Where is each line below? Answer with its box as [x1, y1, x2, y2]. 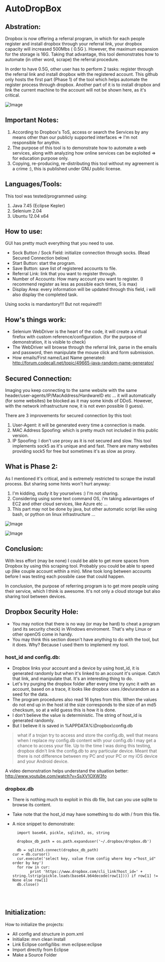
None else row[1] [12, 878, 48, 883]
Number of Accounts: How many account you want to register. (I [12, 276, 143, 282]
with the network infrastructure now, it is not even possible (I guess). [5, 403, 144, 409]
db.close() [17, 882, 39, 887]
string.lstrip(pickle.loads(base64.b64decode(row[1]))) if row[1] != [12, 873, 159, 879]
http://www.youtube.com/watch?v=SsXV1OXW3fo [5, 773, 107, 779]
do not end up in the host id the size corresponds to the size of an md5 [12, 702, 157, 707]
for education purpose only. [12, 155, 69, 161]
